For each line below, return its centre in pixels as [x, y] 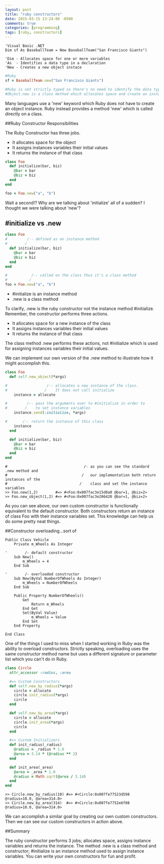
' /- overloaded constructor [42, 575]
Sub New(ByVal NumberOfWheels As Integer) [58, 579]
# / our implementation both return [81, 475]
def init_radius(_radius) [36, 745]
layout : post [18, 10]
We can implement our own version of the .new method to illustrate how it [79, 358]
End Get [30, 609]
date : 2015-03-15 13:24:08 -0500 [39, 19]
